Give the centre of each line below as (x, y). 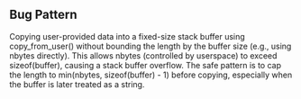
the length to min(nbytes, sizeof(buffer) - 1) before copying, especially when (151, 75)
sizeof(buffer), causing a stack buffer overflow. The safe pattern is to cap (146, 65)
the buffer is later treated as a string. (77, 84)
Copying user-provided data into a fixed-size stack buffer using (127, 36)
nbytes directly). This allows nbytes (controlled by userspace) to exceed (143, 55)
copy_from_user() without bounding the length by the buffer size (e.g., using (150, 46)
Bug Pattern (43, 15)
